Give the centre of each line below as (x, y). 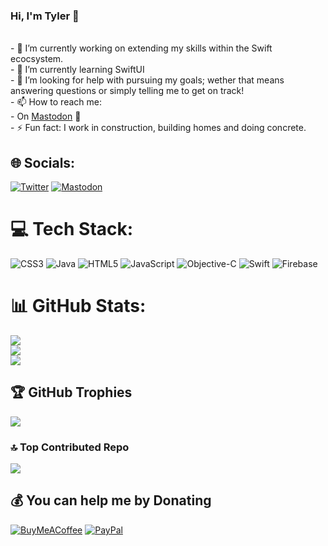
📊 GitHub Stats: (78, 306)
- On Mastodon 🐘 (46, 116)
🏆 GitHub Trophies (71, 392)
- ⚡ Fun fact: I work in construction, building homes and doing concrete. (158, 128)
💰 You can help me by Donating (111, 500)
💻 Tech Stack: (72, 229)
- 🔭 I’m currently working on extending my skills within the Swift (141, 48)
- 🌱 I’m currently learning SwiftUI (77, 70)
